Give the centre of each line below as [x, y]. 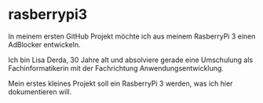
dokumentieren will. [40, 91]
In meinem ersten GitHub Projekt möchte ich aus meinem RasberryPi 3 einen [132, 36]
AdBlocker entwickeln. [44, 44]
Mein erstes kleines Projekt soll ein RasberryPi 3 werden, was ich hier [121, 83]
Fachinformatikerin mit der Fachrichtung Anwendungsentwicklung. [116, 68]
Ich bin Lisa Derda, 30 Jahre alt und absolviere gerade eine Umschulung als [131, 60]
